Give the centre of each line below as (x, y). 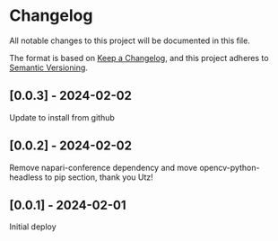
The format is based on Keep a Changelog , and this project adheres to (139, 58)
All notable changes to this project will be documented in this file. (130, 40)
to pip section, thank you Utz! (99, 177)
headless (26, 177)
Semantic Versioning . (48, 67)
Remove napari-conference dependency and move (104, 167)
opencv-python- (230, 167)
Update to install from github (62, 117)
